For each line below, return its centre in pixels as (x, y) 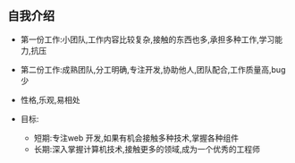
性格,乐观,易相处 (50, 99)
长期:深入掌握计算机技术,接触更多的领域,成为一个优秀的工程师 (147, 149)
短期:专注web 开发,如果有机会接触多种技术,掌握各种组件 (136, 138)
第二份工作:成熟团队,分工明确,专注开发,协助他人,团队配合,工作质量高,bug (153, 69)
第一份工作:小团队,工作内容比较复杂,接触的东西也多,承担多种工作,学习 (147, 39)
